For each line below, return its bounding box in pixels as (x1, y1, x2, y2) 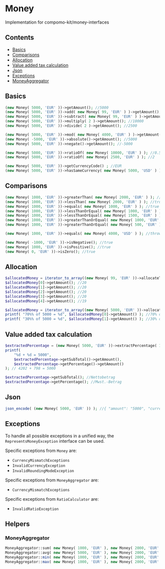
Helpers (5, 519, 30, 528)
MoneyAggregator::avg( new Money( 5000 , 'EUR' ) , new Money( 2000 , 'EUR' (5, 550, 160, 555)
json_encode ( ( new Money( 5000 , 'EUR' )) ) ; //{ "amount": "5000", (5, 406, 146, 411)
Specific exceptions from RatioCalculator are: (5, 496, 99, 502)
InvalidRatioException (12, 507, 59, 512)
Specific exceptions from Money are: (5, 448, 77, 454)
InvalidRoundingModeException (12, 468, 75, 473)
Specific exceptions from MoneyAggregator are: (5, 477, 99, 483)
